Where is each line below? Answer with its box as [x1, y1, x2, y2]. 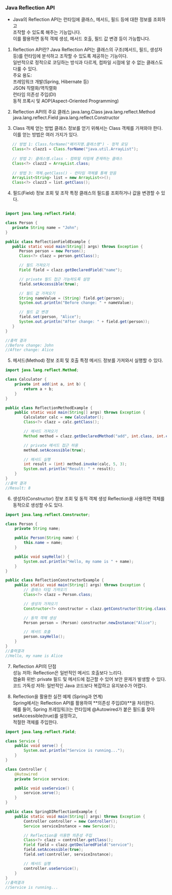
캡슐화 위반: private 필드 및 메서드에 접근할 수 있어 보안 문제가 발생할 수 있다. [12, 676, 166, 682]
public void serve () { [14, 743, 63, 748]
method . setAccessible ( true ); [24, 448, 86, 453]
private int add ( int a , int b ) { [14, 382, 86, 387]
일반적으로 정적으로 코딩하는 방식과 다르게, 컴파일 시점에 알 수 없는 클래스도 [12, 60, 163, 66]
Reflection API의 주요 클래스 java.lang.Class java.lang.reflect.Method [12, 109, 156, 115]
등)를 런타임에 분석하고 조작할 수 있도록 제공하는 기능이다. [12, 53, 128, 59]
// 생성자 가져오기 [24, 601, 58, 607]
